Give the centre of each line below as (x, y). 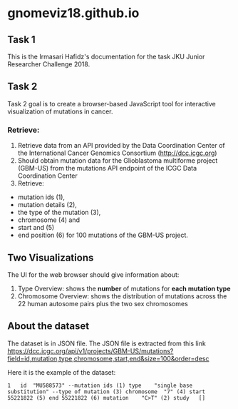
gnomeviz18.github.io (73, 13)
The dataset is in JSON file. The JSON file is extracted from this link (107, 343)
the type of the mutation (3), (59, 213)
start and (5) (36, 228)
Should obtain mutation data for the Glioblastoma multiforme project (118, 161)
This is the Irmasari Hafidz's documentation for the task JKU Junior (106, 56)
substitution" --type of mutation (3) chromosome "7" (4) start (106, 392)
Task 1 (21, 40)
